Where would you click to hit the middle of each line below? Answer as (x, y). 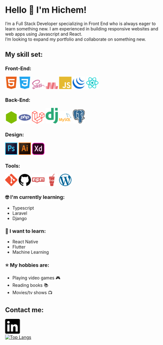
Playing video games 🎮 (36, 278)
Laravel (20, 213)
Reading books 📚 (30, 285)
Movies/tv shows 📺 (32, 293)
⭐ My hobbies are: (27, 265)
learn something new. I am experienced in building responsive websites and (82, 28)
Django (19, 218)
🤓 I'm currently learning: (35, 197)
